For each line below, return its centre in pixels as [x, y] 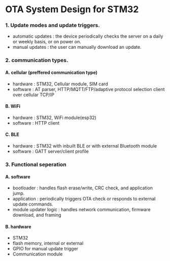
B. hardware [18, 226]
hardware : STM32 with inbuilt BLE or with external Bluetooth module [85, 146]
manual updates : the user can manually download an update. [77, 47]
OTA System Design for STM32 [72, 9]
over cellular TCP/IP [33, 95]
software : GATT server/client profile [50, 152]
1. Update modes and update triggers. [53, 25]
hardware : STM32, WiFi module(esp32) [54, 118]
